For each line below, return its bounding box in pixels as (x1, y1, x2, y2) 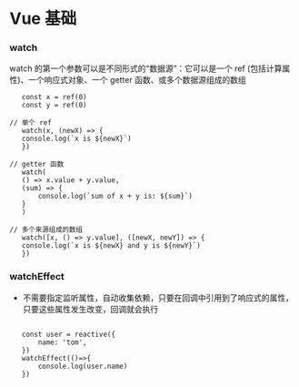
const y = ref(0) (21, 101, 88, 110)
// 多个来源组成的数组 (9, 225, 84, 235)
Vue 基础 (9, 8, 77, 29)
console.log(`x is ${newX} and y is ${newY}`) (21, 241, 202, 250)
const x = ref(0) (21, 93, 88, 102)
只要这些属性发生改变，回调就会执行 (22, 303, 159, 314)
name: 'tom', (37, 338, 88, 347)
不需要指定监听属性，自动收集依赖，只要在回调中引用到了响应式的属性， (22, 292, 294, 303)
